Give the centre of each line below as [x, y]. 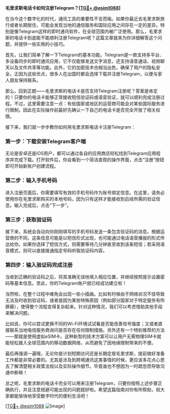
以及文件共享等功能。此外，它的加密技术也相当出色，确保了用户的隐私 [82, 67]
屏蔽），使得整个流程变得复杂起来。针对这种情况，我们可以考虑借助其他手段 [84, 307]
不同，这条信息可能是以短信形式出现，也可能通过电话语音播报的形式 [89, 238]
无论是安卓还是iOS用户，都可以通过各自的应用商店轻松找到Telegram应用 [81, 154]
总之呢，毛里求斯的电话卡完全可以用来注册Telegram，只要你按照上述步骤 [81, 383]
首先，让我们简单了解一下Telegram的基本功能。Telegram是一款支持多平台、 [85, 55]
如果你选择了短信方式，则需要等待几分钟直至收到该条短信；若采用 [91, 244]
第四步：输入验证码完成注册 [39, 265]
